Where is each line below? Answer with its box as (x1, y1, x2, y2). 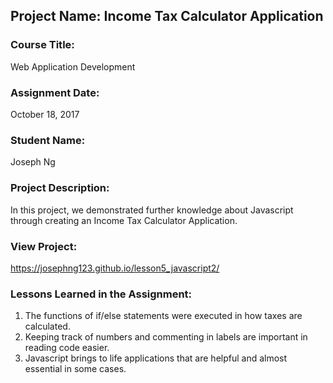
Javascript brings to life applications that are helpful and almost (24, 352, 288, 364)
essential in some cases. (24, 363, 127, 375)
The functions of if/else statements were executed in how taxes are (24, 310, 303, 322)
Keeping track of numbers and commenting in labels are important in (24, 331, 308, 343)
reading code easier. (24, 342, 110, 354)
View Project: (10, 239, 78, 253)
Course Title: (10, 38, 75, 52)
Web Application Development (10, 60, 136, 73)
